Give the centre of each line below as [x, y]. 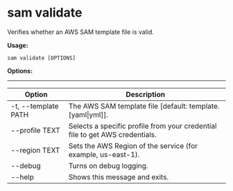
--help [23, 176]
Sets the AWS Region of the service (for [133, 145]
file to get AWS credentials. [113, 134]
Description [145, 94]
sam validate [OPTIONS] [42, 58]
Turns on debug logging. [108, 165]
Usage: [18, 45]
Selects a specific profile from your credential [143, 126]
